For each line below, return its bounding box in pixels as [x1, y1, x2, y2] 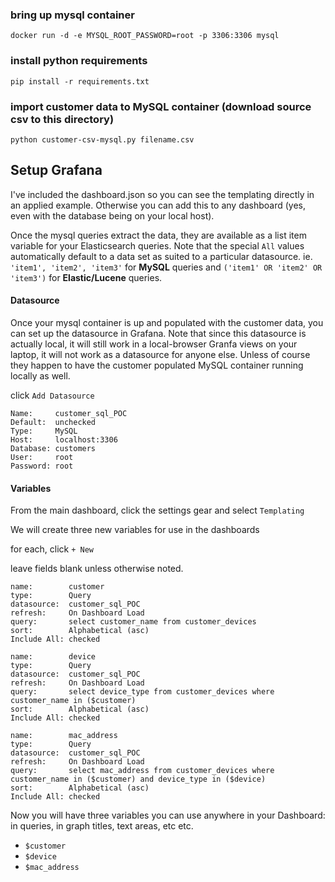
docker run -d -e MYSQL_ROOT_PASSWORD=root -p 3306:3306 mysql [10, 31, 280, 41]
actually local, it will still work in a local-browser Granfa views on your [10, 338, 298, 350]
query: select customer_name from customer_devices [10, 617, 257, 627]
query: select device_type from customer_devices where [10, 687, 275, 697]
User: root [10, 452, 74, 462]
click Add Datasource [10, 389, 95, 401]
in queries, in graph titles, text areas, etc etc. [10, 820, 194, 832]
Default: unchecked [10, 417, 97, 427]
